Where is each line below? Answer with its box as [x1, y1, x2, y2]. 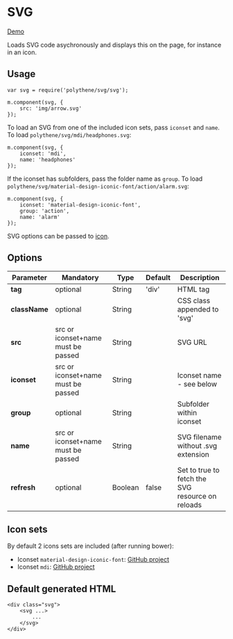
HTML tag [177, 284, 210, 294]
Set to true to [177, 465, 220, 475]
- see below [177, 379, 217, 389]
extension [177, 449, 209, 459]
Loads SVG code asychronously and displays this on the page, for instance [7, 40, 222, 49]
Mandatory [61, 273, 99, 282]
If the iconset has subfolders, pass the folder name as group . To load [7, 175, 203, 183]
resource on [177, 491, 217, 501]
